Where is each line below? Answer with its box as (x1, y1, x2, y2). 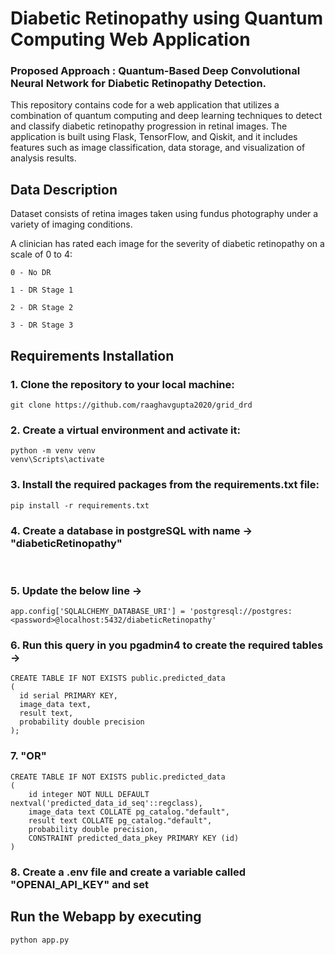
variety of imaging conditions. (10, 218, 133, 231)
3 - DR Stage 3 (10, 320, 74, 331)
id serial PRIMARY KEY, (19, 691, 118, 701)
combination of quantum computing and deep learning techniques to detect (10, 110, 323, 122)
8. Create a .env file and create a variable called (10, 865, 247, 879)
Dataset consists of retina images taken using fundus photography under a (10, 208, 319, 220)
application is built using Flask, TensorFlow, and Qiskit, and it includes (10, 131, 298, 143)
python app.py (10, 935, 70, 945)
